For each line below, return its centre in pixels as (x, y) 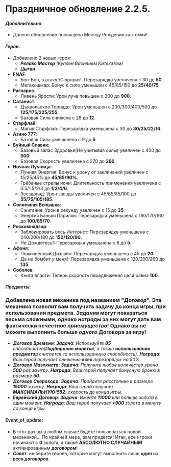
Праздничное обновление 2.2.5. (78, 9)
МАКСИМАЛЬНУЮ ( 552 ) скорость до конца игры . (67, 392)
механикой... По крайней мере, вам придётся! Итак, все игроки (82, 437)
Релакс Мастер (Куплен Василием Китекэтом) (72, 63)
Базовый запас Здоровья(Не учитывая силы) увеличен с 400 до (90, 150)
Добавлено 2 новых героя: (42, 58)
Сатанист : (24, 101)
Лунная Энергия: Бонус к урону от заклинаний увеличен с (84, 172)
